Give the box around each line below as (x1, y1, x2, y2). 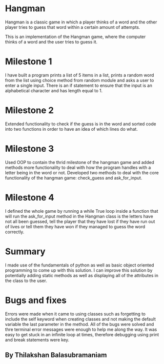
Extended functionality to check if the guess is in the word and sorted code (5, 121, 156, 127)
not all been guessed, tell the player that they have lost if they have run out (5, 218, 155, 224)
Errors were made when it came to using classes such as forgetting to (5, 311, 145, 317)
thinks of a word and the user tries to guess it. (5, 39, 98, 44)
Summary (5, 246, 45, 257)
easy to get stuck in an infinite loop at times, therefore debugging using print (5, 331, 159, 337)
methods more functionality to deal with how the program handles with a (5, 164, 151, 170)
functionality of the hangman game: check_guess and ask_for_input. (5, 175, 143, 181)
